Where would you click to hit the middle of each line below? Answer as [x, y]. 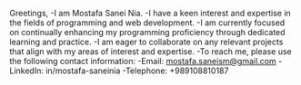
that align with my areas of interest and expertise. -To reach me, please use [151, 52]
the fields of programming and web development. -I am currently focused [147, 23]
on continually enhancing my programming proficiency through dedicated [147, 32]
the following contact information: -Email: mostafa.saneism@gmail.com [143, 61]
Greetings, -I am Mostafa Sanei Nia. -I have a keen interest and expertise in [150, 13]
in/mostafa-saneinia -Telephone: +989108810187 [137, 71]
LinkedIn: [26, 71]
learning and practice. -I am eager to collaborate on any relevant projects [146, 42]
